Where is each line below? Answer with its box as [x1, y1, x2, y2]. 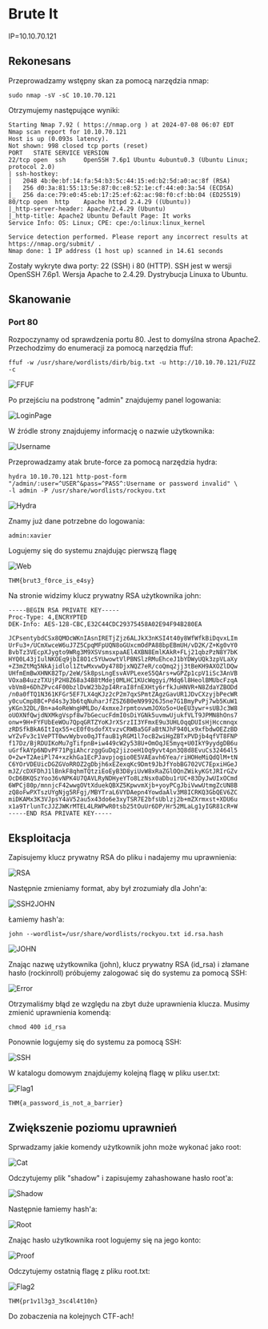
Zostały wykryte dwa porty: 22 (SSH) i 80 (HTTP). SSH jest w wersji [8, 261, 232, 271]
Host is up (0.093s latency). [8, 135, 110, 143]
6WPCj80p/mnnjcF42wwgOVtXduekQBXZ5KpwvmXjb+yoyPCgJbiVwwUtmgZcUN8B [8, 781, 238, 789]
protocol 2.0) [8, 163, 56, 171]
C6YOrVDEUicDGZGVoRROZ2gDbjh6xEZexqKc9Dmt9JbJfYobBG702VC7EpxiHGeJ [8, 761, 238, 769]
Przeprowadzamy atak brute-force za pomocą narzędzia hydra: [8, 457, 218, 467]
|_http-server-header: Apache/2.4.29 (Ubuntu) [8, 205, 166, 213]
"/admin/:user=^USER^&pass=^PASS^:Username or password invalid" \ [8, 480, 238, 488]
